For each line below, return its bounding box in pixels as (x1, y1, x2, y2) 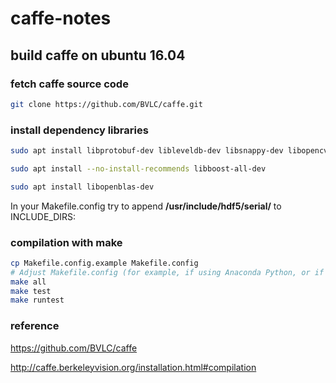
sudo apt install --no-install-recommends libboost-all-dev (10, 163, 267, 174)
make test (10, 286, 52, 296)
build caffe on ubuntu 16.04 (10, 47, 186, 64)
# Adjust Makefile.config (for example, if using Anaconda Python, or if (10, 267, 325, 277)
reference (10, 319, 60, 333)
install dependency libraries (10, 123, 149, 137)
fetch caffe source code (10, 77, 129, 91)
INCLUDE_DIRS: (10, 210, 77, 222)
